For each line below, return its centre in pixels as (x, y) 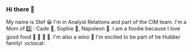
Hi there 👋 (21, 9)
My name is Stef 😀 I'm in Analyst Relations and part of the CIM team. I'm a (96, 22)
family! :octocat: (26, 43)
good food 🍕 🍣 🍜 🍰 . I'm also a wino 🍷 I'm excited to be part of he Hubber (93, 37)
